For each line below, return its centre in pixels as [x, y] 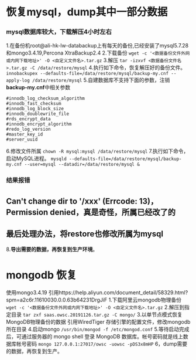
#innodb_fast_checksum [34, 104]
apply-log [18, 81]
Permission [27, 212]
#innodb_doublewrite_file [37, 114]
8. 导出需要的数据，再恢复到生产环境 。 [52, 249]
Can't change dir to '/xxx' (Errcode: [72, 201]
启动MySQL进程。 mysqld [37, 158]
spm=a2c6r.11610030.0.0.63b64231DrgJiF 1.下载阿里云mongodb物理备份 [94, 300]
